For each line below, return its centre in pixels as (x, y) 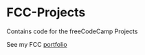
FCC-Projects (46, 13)
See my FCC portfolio (37, 44)
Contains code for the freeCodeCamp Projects (72, 31)
